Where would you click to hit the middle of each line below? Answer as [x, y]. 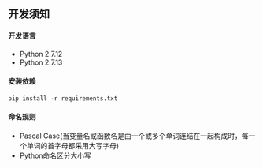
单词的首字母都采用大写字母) [73, 146]
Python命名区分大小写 [56, 155]
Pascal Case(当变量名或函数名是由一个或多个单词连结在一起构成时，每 [134, 136]
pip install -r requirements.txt [63, 98]
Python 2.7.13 [41, 62]
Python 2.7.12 [41, 54]
